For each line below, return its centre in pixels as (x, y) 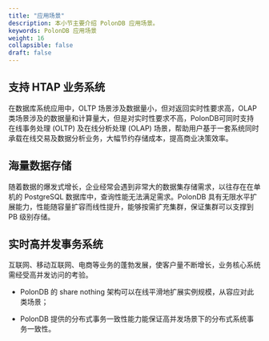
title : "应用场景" (37, 16)
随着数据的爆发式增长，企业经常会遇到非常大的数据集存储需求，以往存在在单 (134, 187)
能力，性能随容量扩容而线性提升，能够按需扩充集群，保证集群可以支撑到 (134, 207)
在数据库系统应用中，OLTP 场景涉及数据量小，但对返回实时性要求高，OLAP (133, 108)
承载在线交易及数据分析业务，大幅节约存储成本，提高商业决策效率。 (120, 138)
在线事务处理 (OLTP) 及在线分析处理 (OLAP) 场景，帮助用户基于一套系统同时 (134, 128)
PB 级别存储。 (32, 216)
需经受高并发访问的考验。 (50, 275)
